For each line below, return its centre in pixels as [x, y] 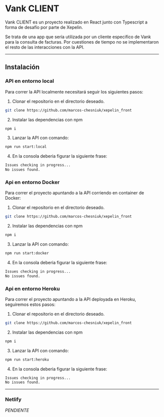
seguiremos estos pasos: [30, 304]
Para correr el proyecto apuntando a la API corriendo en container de [75, 193]
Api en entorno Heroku [32, 288]
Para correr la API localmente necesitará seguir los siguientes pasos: [74, 92]
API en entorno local [30, 81]
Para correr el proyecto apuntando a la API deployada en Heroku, [71, 299]
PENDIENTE [17, 410]
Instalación [22, 67]
